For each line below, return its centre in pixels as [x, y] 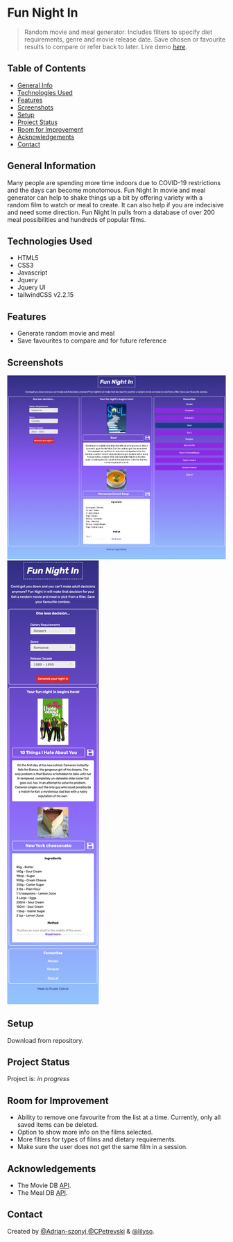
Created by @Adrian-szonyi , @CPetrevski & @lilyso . [81, 1231]
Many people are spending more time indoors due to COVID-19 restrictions [114, 182]
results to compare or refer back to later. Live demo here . [106, 46]
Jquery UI [32, 287]
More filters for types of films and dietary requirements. [97, 1139]
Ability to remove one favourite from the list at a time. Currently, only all [119, 1117]
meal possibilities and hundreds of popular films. [77, 219]
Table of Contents [47, 68]
